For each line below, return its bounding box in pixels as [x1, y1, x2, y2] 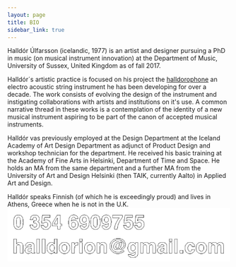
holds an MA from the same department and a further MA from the [7, 164, 201, 172]
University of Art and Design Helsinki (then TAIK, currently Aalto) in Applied [7, 172, 227, 180]
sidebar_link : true [7, 26, 65, 33]
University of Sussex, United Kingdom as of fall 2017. [7, 61, 161, 70]
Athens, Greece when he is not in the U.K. [7, 200, 129, 208]
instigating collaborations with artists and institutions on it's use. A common [7, 97, 228, 106]
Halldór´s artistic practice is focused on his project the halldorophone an [7, 75, 218, 84]
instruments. [7, 120, 44, 129]
